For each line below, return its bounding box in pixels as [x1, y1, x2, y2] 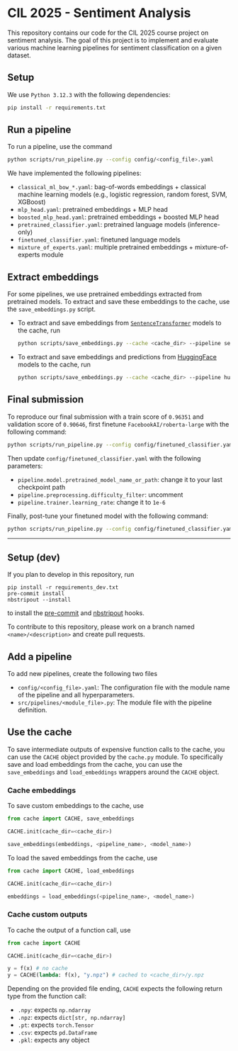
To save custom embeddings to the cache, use [7, 802, 144, 810]
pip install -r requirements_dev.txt [7, 584, 119, 591]
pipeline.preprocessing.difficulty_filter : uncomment [17, 490, 183, 499]
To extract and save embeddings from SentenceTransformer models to [17, 319, 222, 327]
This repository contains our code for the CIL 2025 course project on [7, 28, 209, 37]
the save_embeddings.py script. [7, 305, 96, 313]
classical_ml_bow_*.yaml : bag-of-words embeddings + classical [17, 183, 207, 191]
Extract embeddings [7, 271, 99, 283]
